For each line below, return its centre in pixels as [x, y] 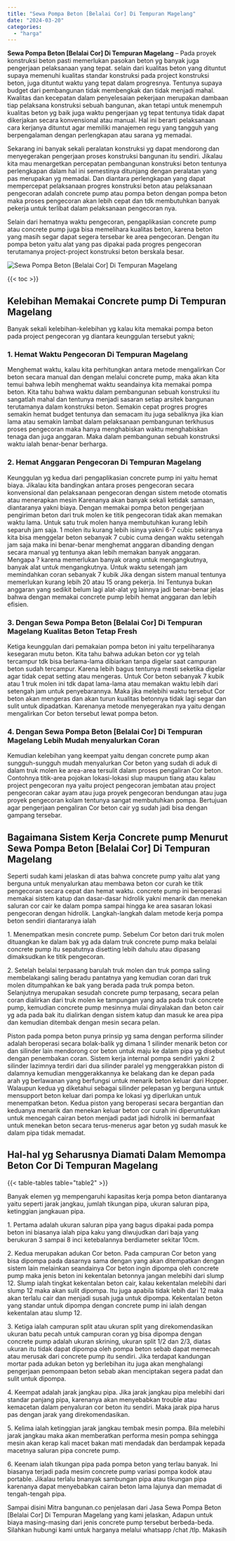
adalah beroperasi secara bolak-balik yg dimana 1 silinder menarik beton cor [117, 1044]
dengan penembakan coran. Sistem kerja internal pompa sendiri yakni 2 [111, 1059]
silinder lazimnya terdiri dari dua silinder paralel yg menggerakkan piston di [116, 1066]
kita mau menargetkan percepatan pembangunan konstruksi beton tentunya [117, 164]
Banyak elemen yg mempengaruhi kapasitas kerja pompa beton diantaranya [117, 1196]
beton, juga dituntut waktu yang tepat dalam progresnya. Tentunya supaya [115, 83]
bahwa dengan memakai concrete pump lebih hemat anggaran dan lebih [112, 597]
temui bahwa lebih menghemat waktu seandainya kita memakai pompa [110, 385]
